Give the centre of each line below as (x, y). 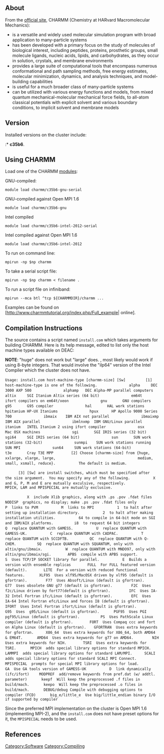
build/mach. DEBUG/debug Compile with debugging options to (74, 690)
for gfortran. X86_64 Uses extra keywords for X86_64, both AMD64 (80, 633)
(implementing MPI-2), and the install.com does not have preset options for (82, 714)
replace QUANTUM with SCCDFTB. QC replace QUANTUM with (74, 539)
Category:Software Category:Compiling (45, 746)
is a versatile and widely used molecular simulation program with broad (84, 34)
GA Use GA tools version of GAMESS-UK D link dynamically (78, 669)
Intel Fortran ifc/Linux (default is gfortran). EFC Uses (81, 596)
